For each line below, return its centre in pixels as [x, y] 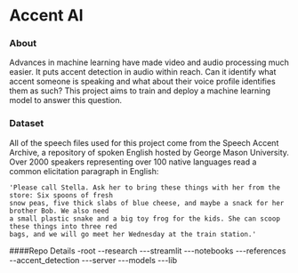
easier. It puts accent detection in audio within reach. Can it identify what [143, 72]
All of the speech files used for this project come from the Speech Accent [144, 142]
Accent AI [46, 16]
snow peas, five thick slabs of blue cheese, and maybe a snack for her [147, 203]
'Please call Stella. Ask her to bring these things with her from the [145, 188]
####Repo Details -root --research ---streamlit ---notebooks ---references [148, 251]
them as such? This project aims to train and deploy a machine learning [140, 91]
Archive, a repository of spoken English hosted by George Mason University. [149, 152]
